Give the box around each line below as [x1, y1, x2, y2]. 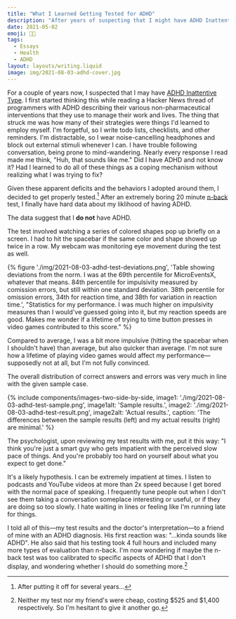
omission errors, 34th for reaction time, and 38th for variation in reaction [7, 293, 217, 302]
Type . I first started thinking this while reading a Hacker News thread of [7, 95, 214, 104]
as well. [7, 250, 29, 258]
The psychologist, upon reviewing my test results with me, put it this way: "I [7, 437, 226, 446]
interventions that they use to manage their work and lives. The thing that [7, 110, 219, 119]
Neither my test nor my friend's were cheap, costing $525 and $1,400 [17, 596, 220, 604]
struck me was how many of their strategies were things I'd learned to [7, 118, 210, 126]
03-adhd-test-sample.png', [7, 401, 86, 409]
